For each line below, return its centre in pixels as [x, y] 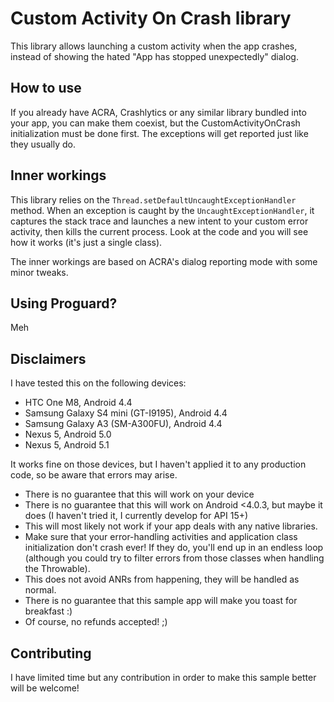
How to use [46, 88]
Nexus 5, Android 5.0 [68, 434]
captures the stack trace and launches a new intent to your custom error [159, 221]
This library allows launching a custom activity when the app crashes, [154, 46]
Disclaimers [48, 358]
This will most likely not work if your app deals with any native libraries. [171, 526]
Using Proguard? [64, 303]
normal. [40, 590]
